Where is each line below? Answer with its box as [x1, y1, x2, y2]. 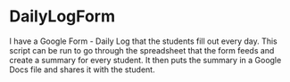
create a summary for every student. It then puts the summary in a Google [9, 54, 282, 65]
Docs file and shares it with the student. [9, 64, 155, 75]
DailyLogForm [9, 6, 116, 27]
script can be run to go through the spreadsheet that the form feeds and [9, 45, 275, 55]
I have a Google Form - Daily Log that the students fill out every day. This [9, 36, 278, 46]
